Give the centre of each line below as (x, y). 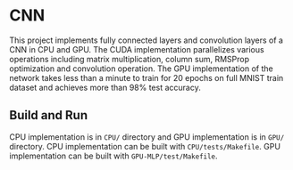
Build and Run (48, 115)
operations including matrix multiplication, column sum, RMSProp (130, 59)
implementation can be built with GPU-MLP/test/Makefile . (113, 156)
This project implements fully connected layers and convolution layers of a (146, 40)
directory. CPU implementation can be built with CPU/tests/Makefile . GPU (145, 146)
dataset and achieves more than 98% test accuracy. (105, 87)
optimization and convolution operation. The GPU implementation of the (142, 69)
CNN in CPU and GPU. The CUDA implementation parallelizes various (137, 49)
